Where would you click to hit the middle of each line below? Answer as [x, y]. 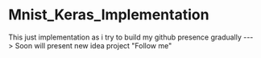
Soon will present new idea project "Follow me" [93, 45]
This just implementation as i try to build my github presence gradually [125, 37]
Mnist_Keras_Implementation [109, 15]
